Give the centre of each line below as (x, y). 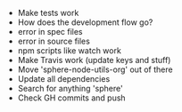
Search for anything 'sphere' (70, 88)
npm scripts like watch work (70, 51)
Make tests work (48, 13)
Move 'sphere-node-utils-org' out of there (95, 69)
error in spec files (50, 32)
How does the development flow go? (85, 22)
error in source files (54, 41)
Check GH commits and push (72, 98)
